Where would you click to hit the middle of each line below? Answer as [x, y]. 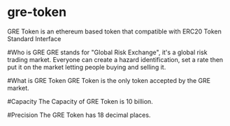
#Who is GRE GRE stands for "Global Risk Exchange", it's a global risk [107, 52]
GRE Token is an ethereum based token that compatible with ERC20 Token [114, 31]
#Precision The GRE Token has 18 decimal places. [79, 115]
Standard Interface [34, 38]
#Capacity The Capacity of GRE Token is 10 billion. [80, 101]
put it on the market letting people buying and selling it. [87, 67]
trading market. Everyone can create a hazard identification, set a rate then [115, 59]
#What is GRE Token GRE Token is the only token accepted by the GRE [109, 80]
